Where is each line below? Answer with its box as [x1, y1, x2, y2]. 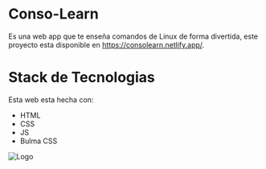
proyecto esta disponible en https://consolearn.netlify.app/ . [8, 39, 205, 49]
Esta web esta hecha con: [8, 94, 94, 105]
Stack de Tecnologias [8, 68, 155, 87]
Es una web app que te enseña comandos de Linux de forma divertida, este [8, 31, 259, 41]
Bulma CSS [19, 136, 58, 146]
